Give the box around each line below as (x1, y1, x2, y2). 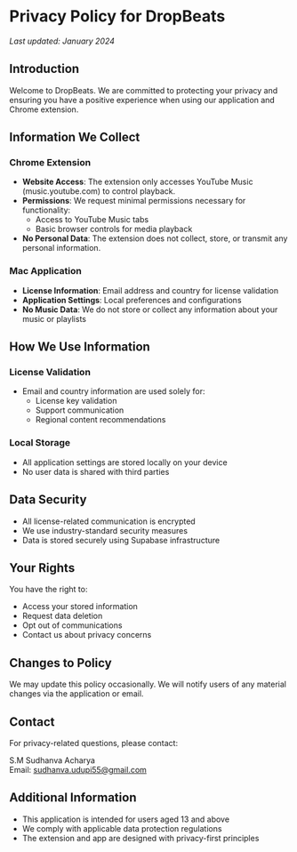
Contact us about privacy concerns (21, 630, 152, 640)
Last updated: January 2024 (9, 36, 116, 46)
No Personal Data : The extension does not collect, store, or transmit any (21, 233, 288, 244)
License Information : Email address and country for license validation (21, 285, 278, 295)
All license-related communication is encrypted (21, 516, 196, 526)
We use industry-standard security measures (21, 525, 189, 535)
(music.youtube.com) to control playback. (21, 186, 176, 197)
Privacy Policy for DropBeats (9, 6, 226, 27)
